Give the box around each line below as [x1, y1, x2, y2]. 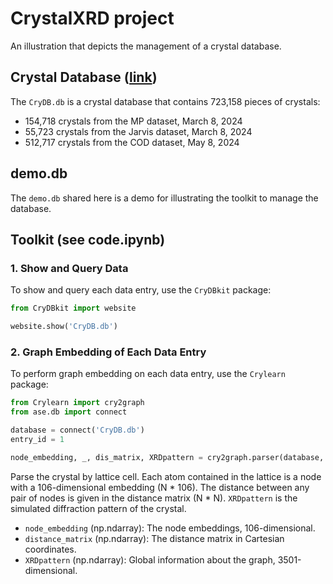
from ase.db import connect [10, 407, 128, 417]
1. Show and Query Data [10, 261, 129, 275]
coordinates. [24, 543, 77, 555]
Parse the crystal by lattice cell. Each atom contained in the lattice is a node [10, 470, 322, 482]
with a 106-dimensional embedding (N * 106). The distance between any [10, 481, 310, 493]
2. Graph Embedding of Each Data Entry [10, 345, 207, 359]
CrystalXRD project [10, 7, 175, 30]
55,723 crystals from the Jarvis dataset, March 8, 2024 [24, 125, 253, 137]
